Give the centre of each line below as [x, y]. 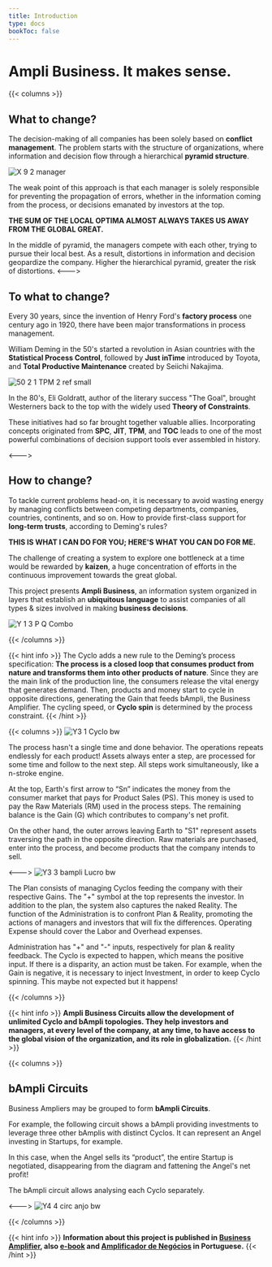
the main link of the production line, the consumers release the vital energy [134, 681]
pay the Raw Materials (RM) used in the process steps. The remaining [125, 806]
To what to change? [59, 296]
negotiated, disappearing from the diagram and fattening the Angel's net [130, 1165]
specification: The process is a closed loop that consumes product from [131, 664]
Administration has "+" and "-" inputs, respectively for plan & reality [122, 947]
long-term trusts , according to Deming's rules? [88, 526]
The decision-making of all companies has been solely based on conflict [131, 139]
